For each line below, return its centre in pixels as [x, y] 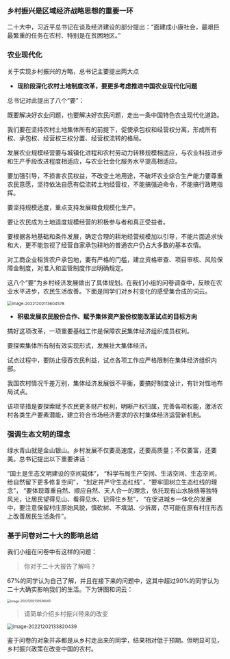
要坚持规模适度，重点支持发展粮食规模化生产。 [73, 207]
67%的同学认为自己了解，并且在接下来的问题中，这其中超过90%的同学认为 [113, 581]
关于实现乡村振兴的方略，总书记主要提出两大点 [73, 71]
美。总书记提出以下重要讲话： [49, 458]
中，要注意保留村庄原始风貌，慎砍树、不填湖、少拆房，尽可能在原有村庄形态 [115, 507]
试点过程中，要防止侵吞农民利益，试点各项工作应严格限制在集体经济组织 [109, 360]
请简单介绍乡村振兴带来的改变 [66, 614]
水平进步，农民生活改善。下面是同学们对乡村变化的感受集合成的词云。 [112, 291]
